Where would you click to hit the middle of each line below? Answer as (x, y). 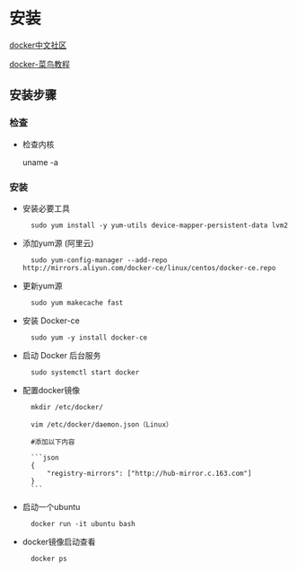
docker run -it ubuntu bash (83, 524)
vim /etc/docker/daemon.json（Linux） (102, 424)
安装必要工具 (46, 208)
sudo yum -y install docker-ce (89, 338)
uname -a (40, 162)
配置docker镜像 (51, 390)
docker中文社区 (38, 45)
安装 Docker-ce (51, 321)
